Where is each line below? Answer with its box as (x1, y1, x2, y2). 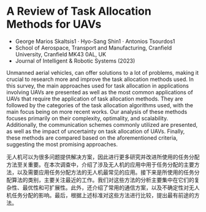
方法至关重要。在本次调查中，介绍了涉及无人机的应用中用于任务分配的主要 (6, 161, 194, 168)
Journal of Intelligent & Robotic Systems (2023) (15, 57, 135, 64)
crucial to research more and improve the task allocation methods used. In (6, 75, 194, 83)
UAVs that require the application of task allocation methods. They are (6, 95, 183, 102)
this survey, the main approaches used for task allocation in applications (6, 81, 189, 89)
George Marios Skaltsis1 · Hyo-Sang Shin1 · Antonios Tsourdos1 (15, 37, 175, 45)
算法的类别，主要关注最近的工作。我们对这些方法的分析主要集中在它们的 (11, 176, 194, 183)
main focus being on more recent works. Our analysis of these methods (6, 108, 188, 115)
